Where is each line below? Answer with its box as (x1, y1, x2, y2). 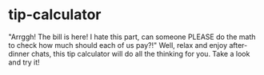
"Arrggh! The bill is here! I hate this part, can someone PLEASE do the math (8, 32, 256, 41)
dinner (8, 49, 30, 58)
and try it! (8, 57, 40, 67)
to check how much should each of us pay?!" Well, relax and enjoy (8, 40, 228, 49)
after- (229, 40, 248, 49)
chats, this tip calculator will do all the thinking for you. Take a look (30, 49, 250, 58)
